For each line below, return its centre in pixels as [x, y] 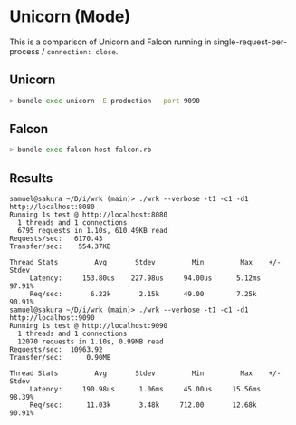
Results [31, 178]
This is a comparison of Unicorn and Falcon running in [110, 42]
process [24, 51]
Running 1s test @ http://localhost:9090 [89, 326]
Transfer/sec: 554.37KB [60, 246]
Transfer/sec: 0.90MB [60, 358]
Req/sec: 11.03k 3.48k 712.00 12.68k [143, 405]
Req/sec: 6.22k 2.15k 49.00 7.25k [143, 295]
